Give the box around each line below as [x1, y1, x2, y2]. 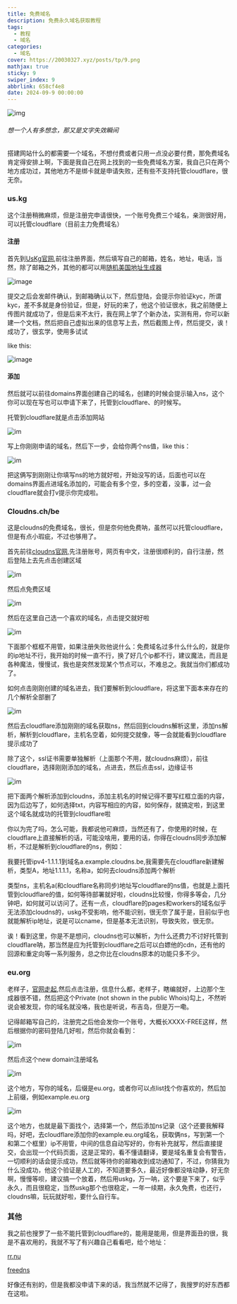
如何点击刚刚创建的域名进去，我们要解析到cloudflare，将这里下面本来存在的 [7, 684, 229, 692]
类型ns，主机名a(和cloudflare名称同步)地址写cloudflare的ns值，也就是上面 [7, 881, 224, 890]
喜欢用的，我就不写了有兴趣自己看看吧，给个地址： [19, 1237, 168, 1246]
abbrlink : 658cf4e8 [7, 83, 65, 90]
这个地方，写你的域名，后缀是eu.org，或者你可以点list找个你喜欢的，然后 [7, 1084, 220, 1092]
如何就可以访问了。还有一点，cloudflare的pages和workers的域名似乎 [25, 899, 227, 908]
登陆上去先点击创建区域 [13, 556, 82, 565]
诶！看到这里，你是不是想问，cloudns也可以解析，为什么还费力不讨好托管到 [7, 932, 229, 940]
